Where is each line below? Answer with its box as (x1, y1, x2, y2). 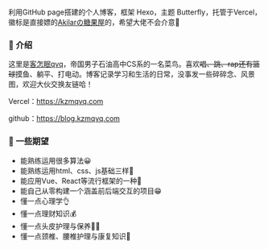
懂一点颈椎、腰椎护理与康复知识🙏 (19, 231, 131, 241)
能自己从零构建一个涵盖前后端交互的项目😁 (19, 185, 163, 196)
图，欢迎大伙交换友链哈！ (8, 80, 93, 89)
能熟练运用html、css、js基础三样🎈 (19, 165, 134, 176)
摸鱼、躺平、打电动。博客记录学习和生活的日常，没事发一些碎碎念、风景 (15, 69, 255, 79)
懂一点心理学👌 (19, 196, 70, 205)
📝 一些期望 (8, 136, 50, 147)
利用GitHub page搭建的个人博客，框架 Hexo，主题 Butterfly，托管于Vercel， (8, 7, 262, 17)
